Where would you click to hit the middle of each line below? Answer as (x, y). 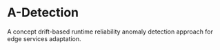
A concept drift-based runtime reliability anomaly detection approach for (110, 32)
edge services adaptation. (44, 38)
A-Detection (43, 13)
